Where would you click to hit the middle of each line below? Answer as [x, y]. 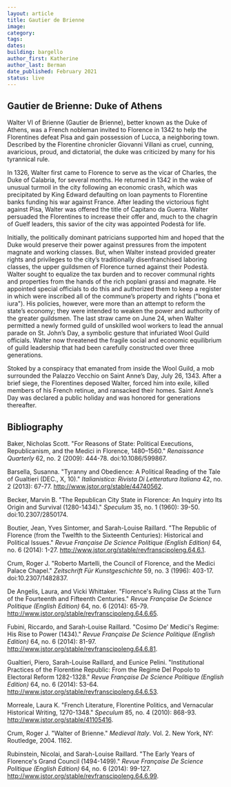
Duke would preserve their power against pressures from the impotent [107, 245]
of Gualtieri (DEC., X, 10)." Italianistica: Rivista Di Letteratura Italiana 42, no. [115, 479]
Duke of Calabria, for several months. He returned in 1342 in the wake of [110, 180]
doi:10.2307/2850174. [38, 515]
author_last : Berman [37, 65]
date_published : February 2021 [52, 71]
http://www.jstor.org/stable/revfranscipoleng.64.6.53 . [83, 692]
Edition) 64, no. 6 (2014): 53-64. [53, 684]
